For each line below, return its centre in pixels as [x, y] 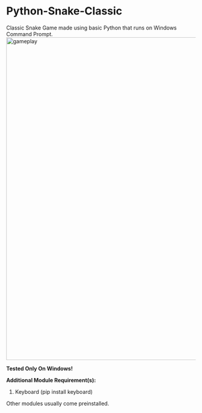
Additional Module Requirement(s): [51, 380]
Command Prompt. [29, 34]
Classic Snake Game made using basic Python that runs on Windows [92, 28]
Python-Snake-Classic [64, 11]
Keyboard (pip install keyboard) [54, 391]
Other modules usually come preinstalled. [58, 403]
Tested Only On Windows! [40, 369]
